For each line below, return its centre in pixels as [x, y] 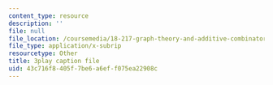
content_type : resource [49, 16]
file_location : [34, 38]
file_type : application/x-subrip [65, 46]
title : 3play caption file [54, 62]
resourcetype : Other [43, 53]
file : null [27, 31]
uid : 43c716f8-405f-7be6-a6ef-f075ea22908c [83, 69]
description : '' [36, 23]
